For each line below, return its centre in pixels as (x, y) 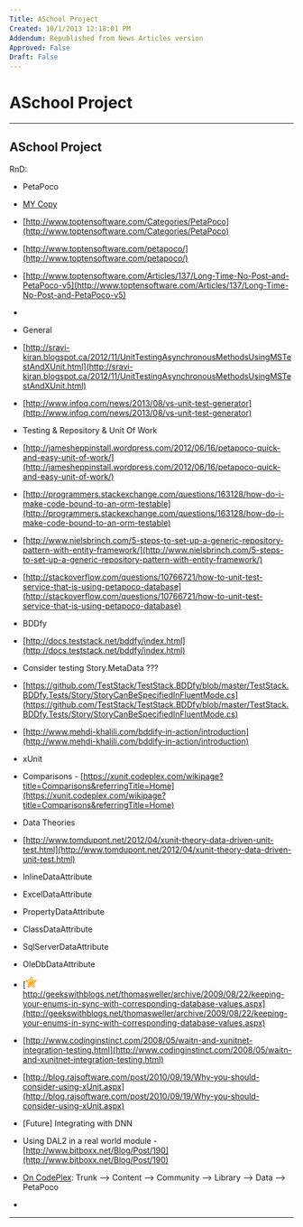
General (37, 330)
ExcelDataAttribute (57, 894)
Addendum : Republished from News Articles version (106, 38)
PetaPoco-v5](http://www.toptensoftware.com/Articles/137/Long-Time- (156, 285)
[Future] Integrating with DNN (78, 1123)
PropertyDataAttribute (64, 911)
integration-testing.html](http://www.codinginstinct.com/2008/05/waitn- (157, 1050)
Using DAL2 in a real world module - (90, 1140)
